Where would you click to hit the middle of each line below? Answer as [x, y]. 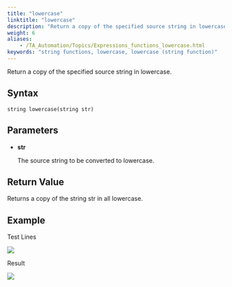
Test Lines [22, 237]
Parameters [33, 131]
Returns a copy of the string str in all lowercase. [75, 199]
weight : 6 [21, 33]
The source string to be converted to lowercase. [86, 160]
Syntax [23, 93]
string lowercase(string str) [51, 109]
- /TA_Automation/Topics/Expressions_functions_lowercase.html [113, 46]
